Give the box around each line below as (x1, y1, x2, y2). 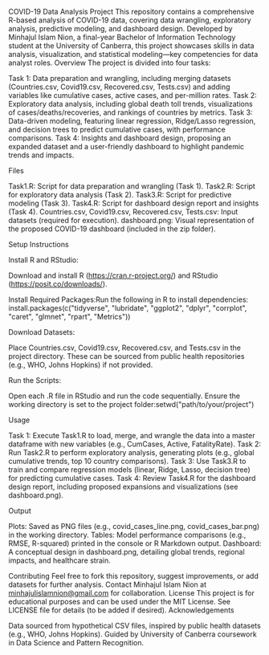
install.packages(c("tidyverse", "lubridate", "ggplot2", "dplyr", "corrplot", (8, 303, 247, 312)
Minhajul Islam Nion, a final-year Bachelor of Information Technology (8, 32, 236, 42)
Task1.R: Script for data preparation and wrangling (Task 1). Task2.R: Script (8, 181, 255, 191)
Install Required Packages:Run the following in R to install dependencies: (8, 295, 249, 304)
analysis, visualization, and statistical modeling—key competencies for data (8, 50, 259, 59)
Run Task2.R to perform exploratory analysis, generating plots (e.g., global (8, 448, 255, 457)
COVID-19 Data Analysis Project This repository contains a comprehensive (8, 7, 255, 16)
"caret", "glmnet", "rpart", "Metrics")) (8, 312, 131, 321)
